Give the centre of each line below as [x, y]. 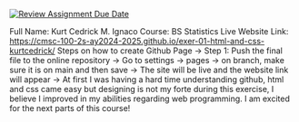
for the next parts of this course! [70, 108]
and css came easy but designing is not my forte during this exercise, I [142, 89]
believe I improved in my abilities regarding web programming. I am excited [150, 99]
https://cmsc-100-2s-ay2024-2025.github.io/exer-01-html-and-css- [137, 41]
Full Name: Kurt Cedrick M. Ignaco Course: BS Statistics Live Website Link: [149, 31]
